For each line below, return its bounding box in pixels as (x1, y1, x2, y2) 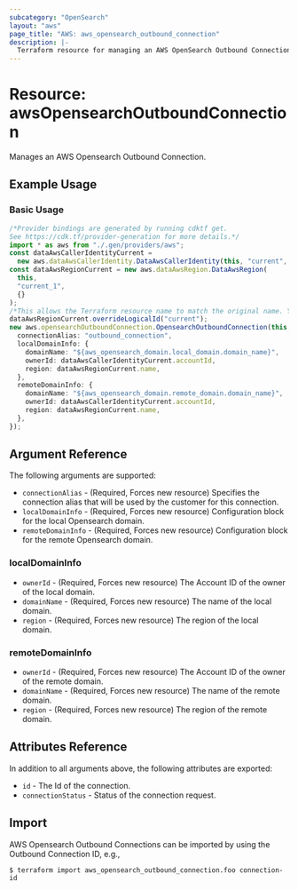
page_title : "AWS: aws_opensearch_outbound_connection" (9, 29, 220, 38)
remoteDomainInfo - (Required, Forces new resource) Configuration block (21, 525, 288, 536)
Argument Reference (9, 447, 128, 462)
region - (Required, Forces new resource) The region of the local (21, 615, 259, 625)
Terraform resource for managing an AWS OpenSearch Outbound (17, 46, 248, 55)
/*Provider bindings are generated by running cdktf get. (9, 224, 228, 233)
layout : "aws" (9, 21, 62, 30)
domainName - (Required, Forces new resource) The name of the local (21, 596, 272, 607)
